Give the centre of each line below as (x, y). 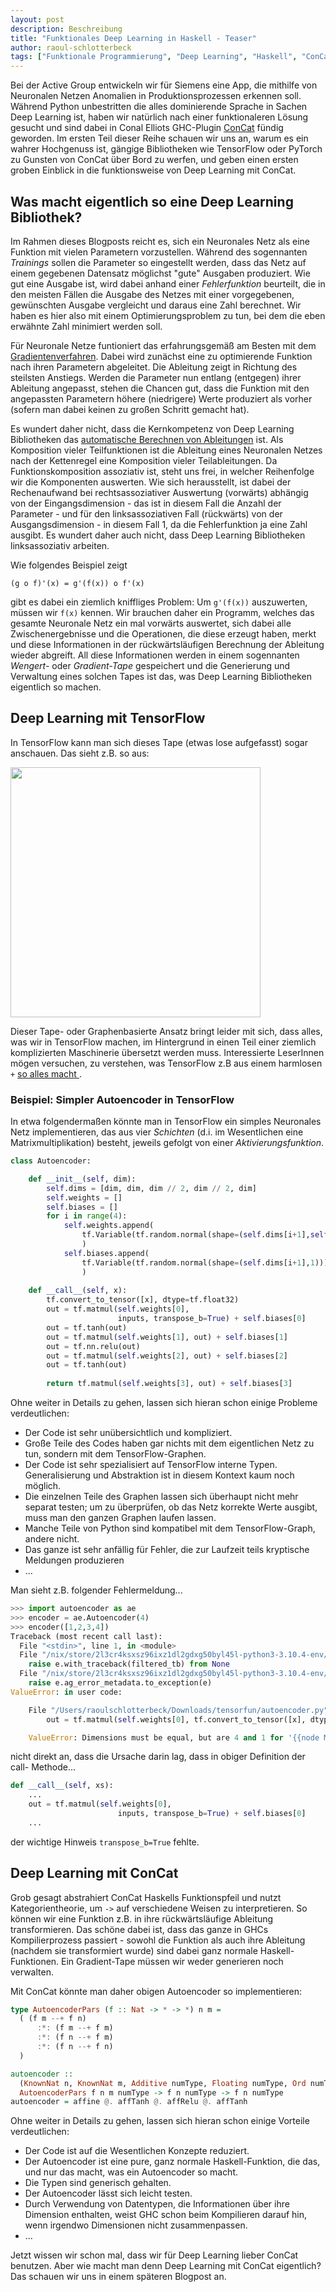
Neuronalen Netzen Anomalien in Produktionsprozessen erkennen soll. (156, 96)
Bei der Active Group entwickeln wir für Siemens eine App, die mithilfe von (164, 85)
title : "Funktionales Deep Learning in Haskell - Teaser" (133, 38)
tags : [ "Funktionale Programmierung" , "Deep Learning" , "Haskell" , (154, 57)
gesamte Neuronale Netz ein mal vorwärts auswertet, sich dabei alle (151, 623)
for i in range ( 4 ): (87, 1216)
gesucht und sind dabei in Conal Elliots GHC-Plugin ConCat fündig (147, 128)
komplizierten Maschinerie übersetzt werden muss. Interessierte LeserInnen (167, 1052)
